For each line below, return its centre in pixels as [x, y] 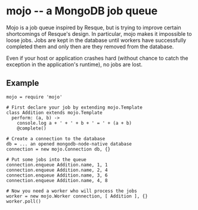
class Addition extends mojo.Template [54, 112]
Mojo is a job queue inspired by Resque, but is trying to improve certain [94, 27]
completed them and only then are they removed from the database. [90, 47]
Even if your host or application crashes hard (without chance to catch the [97, 58]
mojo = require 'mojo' [34, 97]
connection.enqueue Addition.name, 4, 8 [57, 180]
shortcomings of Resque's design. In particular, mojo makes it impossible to [99, 33]
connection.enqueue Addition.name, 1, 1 [57, 165]
